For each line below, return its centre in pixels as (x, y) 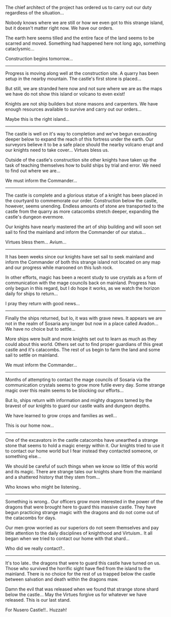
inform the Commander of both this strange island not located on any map (83, 262)
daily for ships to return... (32, 293)
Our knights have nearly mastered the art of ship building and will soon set (83, 227)
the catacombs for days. (31, 518)
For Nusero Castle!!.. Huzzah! (36, 610)
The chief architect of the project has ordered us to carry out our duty (78, 7)
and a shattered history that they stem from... (53, 477)
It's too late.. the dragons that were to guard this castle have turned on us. (83, 563)
